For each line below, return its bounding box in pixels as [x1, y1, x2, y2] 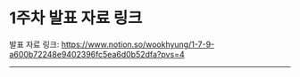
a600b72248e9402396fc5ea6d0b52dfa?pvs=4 [9, 49, 185, 59]
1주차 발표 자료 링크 [9, 8, 143, 28]
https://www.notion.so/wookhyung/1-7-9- [61, 39, 215, 50]
